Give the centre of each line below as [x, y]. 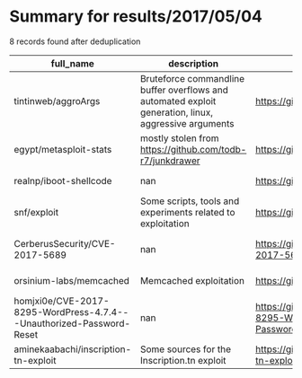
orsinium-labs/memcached [72, 280]
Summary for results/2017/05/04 [136, 17]
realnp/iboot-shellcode [63, 180]
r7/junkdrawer [170, 161]
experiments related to [187, 212]
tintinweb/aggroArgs [57, 101]
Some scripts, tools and [190, 201]
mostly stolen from [179, 138]
